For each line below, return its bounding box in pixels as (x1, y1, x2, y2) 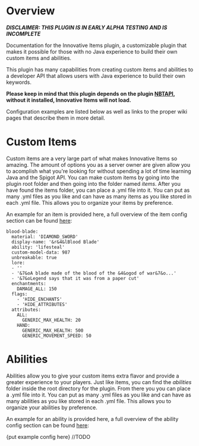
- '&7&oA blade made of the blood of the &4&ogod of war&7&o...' (11, 270, 177, 276)
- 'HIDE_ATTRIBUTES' (17, 301, 68, 307)
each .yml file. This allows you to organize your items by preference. (6, 199, 173, 206)
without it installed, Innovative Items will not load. (6, 96, 132, 104)
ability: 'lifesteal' (11, 244, 65, 250)
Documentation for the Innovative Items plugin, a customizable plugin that (6, 42, 187, 49)
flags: (11, 291, 28, 297)
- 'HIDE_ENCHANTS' (17, 296, 62, 302)
